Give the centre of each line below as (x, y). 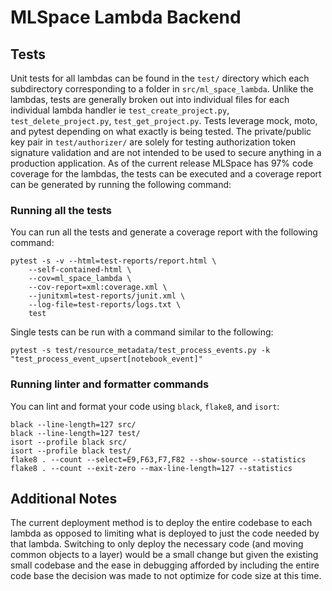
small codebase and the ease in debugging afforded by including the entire (165, 565)
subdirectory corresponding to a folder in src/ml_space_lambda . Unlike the (162, 89)
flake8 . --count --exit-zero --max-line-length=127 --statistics (151, 468)
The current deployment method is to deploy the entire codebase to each (161, 523)
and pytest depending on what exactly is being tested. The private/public (161, 131)
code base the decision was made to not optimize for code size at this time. (166, 576)
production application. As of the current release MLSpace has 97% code (162, 163)
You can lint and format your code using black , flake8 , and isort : (145, 406)
